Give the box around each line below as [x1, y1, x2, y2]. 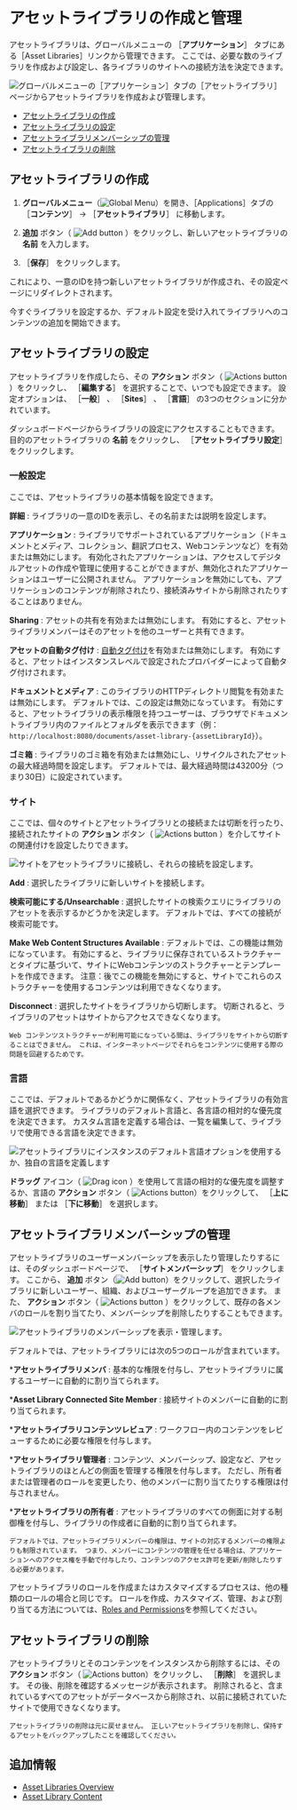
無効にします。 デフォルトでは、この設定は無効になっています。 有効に [16, 696, 277, 707]
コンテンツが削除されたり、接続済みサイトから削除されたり [63, 584, 281, 595]
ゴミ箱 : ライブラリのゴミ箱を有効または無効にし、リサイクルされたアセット [9, 749, 287, 759]
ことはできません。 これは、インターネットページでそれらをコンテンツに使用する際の [15, 1041, 284, 1050]
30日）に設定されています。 [24, 771, 127, 782]
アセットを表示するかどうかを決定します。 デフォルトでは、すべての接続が [9, 908, 282, 918]
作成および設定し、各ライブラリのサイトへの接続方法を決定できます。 [32, 61, 288, 72]
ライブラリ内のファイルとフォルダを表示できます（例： [16, 718, 219, 729]
